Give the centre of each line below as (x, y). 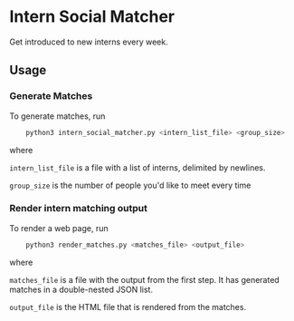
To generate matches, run (57, 116)
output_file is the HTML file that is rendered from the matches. (128, 306)
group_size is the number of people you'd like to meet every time (130, 185)
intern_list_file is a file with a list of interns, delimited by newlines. (138, 167)
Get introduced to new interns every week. (89, 42)
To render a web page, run (59, 228)
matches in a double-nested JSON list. (81, 289)
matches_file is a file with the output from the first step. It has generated (145, 279)
